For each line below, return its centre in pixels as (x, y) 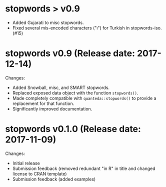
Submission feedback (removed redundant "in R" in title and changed (84, 168)
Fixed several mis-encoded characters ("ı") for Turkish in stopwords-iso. (87, 27)
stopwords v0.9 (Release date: (70, 53)
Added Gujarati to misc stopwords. (48, 22)
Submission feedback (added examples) (54, 179)
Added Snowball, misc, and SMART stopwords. (61, 87)
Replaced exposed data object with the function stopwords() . (75, 92)
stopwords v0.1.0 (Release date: (73, 129)
